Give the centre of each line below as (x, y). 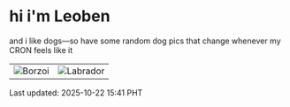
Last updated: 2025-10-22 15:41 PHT (76, 92)
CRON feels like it (41, 50)
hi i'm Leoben (60, 16)
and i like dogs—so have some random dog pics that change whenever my (145, 41)
